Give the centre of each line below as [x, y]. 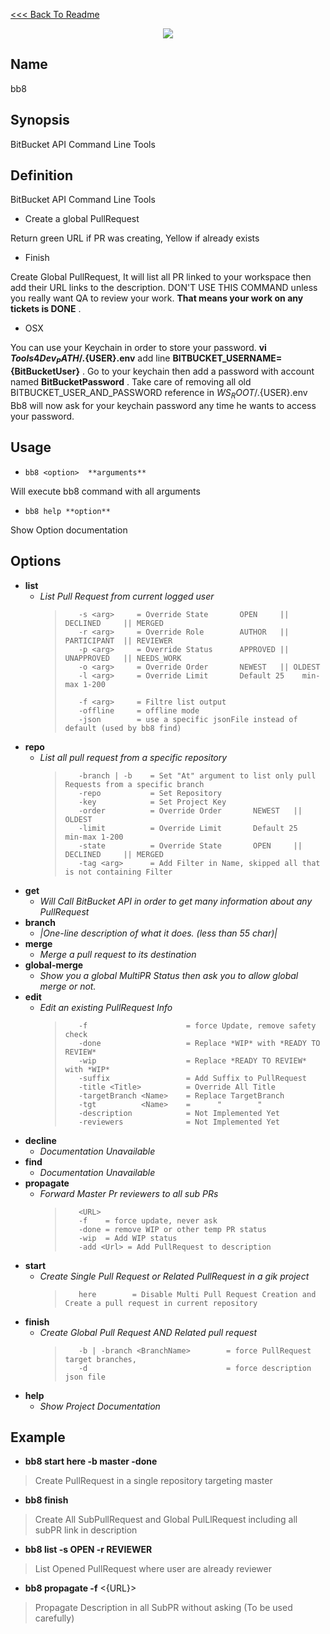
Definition [41, 175]
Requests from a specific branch [134, 784]
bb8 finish [46, 1500]
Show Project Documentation [100, 1406]
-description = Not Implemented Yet [179, 1113]
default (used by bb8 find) [123, 728]
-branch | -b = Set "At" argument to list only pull [197, 775]
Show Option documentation [69, 530]
